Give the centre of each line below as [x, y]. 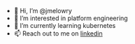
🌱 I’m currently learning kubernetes [65, 25]
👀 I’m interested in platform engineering [71, 18]
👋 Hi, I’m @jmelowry [43, 11]
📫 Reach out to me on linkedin [58, 34]
